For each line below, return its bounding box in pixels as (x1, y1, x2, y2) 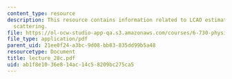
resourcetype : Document (7, 49, 76, 56)
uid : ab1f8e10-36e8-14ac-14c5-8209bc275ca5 (7, 61, 135, 68)
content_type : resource (7, 10, 76, 17)
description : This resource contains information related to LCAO (7, 16, 202, 23)
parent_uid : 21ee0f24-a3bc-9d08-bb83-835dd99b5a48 (7, 42, 156, 49)
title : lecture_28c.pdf (7, 55, 76, 62)
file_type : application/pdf (7, 36, 88, 43)
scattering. (13, 23, 48, 30)
